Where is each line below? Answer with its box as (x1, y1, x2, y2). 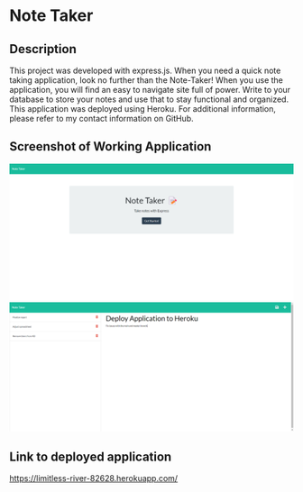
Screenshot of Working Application (9, 139, 212, 154)
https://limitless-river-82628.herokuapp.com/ (9, 473, 179, 484)
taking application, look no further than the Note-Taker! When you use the (9, 75, 284, 86)
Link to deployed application (9, 449, 172, 464)
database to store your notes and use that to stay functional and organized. (9, 94, 289, 105)
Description (9, 41, 77, 57)
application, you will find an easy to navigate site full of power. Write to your (9, 85, 291, 95)
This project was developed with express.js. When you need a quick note (9, 65, 281, 76)
